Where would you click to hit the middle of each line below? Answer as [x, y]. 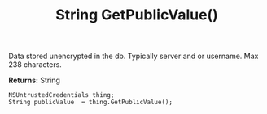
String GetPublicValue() [137, 15]
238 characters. [35, 65]
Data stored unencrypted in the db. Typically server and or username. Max [133, 56]
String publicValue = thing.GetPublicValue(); [91, 103]
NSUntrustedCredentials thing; [61, 95]
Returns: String [35, 80]
